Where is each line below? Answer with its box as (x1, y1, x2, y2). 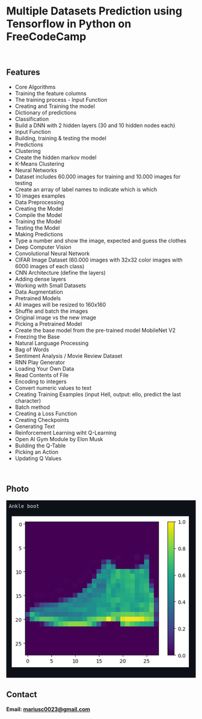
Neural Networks (14, 166, 57, 174)
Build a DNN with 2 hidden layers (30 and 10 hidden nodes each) (14, 122, 176, 129)
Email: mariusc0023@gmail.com (6, 705, 90, 712)
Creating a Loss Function (14, 410, 77, 417)
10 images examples (14, 192, 66, 199)
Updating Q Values (14, 454, 62, 462)
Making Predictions (14, 230, 63, 237)
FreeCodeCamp (6, 30, 87, 43)
